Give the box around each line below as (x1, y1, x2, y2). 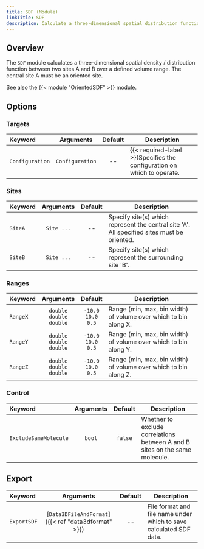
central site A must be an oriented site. (6, 72, 103, 79)
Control (6, 389, 29, 397)
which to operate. (129, 168, 180, 177)
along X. (108, 321, 132, 329)
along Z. (108, 370, 132, 379)
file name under (147, 509, 192, 518)
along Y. (108, 345, 132, 354)
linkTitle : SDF (6, 15, 45, 21)
